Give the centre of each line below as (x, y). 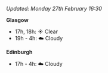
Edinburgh (19, 52)
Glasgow (17, 20)
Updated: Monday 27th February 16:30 (54, 9)
